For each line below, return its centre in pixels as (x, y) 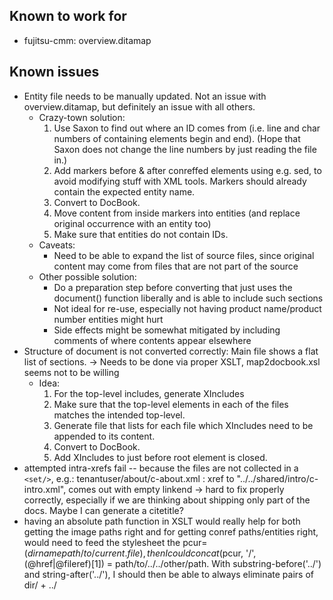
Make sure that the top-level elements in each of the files (171, 404)
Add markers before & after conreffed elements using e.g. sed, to (187, 170)
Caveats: (57, 245)
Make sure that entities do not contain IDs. (141, 234)
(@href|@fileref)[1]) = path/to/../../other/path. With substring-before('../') (172, 563)
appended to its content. (104, 436)
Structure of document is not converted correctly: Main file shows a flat (171, 351)
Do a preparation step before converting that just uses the (173, 287)
